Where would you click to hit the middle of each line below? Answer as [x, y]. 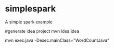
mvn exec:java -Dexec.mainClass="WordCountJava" [57, 40]
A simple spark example [29, 22]
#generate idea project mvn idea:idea [42, 31]
